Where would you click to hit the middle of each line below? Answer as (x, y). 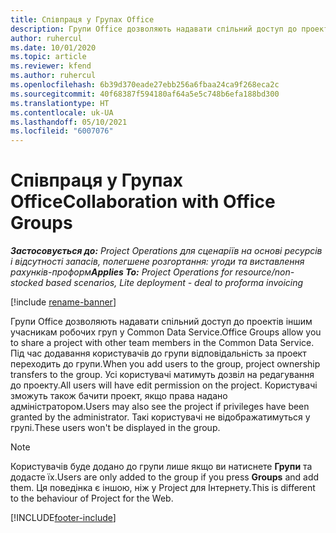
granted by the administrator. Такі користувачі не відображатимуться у (160, 417)
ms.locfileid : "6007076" (62, 131)
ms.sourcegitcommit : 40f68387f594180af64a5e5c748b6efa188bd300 (145, 94)
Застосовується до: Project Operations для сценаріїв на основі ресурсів (166, 251)
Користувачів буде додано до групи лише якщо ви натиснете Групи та (161, 467)
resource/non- (264, 272)
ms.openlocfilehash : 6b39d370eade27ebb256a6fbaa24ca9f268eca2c (145, 85)
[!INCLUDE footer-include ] (63, 518)
